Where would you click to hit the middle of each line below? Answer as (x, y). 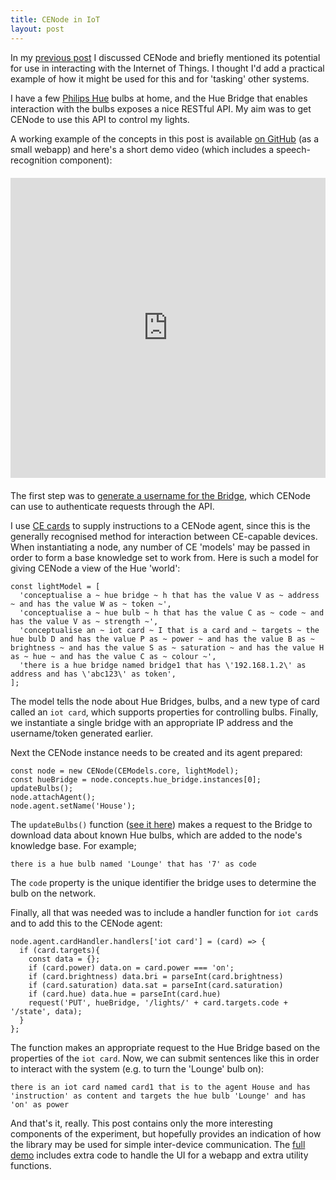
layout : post (37, 29)
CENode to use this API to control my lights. (100, 119)
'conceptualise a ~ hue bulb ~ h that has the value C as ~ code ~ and (172, 612)
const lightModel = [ (55, 586)
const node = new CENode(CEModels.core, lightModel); (125, 771)
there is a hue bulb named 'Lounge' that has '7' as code (133, 864)
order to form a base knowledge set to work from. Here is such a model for (164, 557)
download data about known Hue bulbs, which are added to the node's (156, 835)
